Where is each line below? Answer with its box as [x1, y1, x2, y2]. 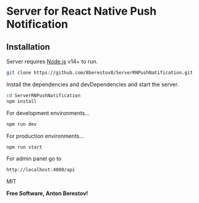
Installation [6, 42, 50, 52]
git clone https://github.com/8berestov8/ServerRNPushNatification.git [6, 70, 193, 76]
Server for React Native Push [6, 4, 157, 18]
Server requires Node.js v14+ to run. [6, 58, 98, 65]
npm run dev [6, 121, 37, 127]
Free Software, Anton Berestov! [6, 190, 89, 197]
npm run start [6, 144, 43, 150]
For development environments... [6, 109, 90, 117]
